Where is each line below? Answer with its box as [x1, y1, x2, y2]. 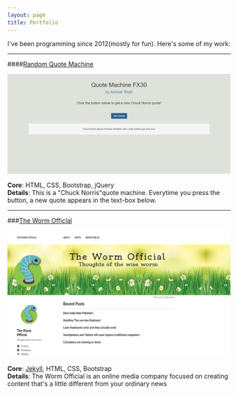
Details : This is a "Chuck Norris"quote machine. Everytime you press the [7, 188, 220, 196]
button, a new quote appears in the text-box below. [7, 196, 157, 204]
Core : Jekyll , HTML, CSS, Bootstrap [7, 364, 112, 372]
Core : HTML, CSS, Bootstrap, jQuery [7, 181, 115, 189]
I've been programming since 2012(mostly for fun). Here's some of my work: [7, 39, 231, 48]
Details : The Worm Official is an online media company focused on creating [7, 372, 229, 380]
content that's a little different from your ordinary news [7, 379, 167, 388]
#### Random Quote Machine [7, 60, 94, 68]
